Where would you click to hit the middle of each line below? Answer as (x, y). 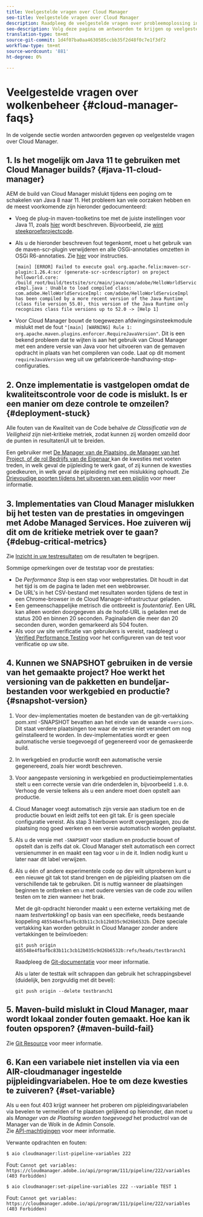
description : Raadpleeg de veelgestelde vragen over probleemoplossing (98, 23)
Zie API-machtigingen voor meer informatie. (61, 1131)
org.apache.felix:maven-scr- (154, 267)
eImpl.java (29, 288)
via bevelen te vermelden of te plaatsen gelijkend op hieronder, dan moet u (99, 1112)
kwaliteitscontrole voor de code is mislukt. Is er (97, 394)
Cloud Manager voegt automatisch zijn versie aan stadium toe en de (100, 809)
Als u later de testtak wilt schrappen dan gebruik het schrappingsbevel (103, 973)
